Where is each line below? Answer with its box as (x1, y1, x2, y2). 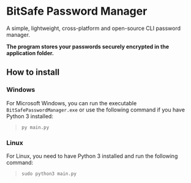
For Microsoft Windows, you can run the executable (6, 99, 137, 106)
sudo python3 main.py (21, 170, 77, 177)
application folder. (6, 49, 54, 56)
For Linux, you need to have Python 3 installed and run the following (6, 152, 178, 160)
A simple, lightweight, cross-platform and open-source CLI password (6, 24, 181, 32)
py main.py (21, 124, 50, 130)
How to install (6, 67, 60, 78)
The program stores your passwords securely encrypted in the (6, 43, 170, 50)
